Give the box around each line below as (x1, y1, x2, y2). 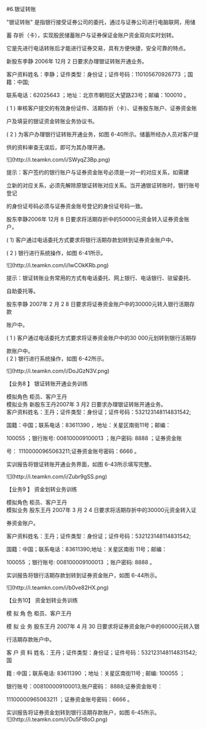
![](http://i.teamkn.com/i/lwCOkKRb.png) (6, 262, 109, 269)
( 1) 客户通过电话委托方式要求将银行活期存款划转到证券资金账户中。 (6, 236, 177, 243)
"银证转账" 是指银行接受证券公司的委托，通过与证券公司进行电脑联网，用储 (6, 18, 196, 26)
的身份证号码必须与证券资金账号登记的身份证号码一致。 (6, 202, 146, 210)
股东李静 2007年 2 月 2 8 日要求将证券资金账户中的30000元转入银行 (6, 301, 179, 307)
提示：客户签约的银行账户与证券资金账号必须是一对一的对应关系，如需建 (6, 168, 189, 176)
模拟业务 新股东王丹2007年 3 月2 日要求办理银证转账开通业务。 (6, 401, 167, 408)
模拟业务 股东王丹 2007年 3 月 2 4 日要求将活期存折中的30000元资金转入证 (6, 506, 197, 513)
